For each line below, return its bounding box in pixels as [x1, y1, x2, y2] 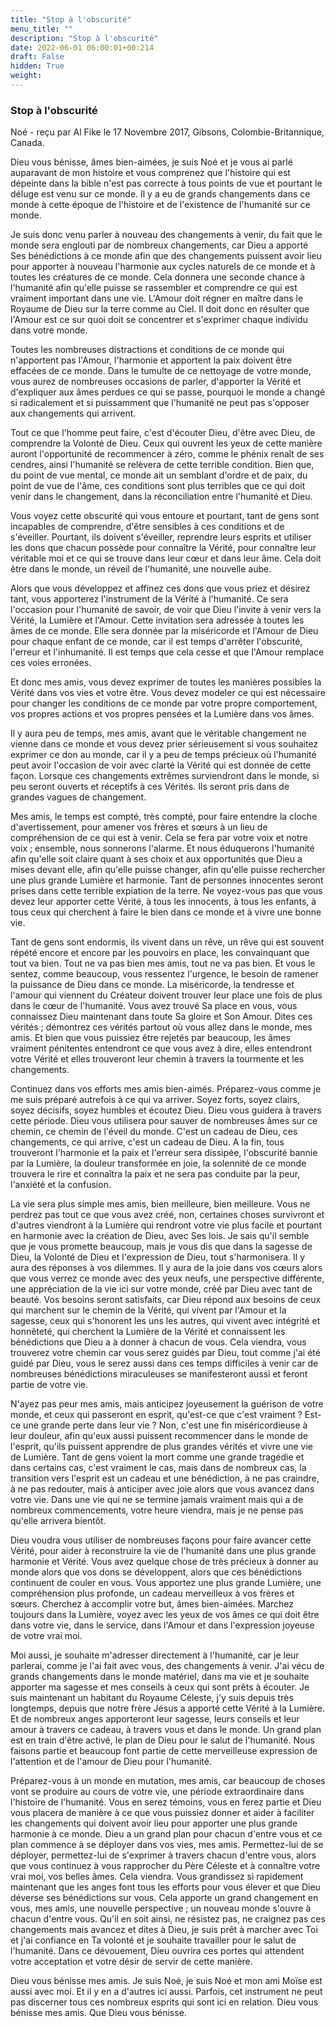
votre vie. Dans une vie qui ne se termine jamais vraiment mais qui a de [10, 1494, 304, 1506]
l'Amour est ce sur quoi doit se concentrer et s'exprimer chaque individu [10, 314, 308, 326]
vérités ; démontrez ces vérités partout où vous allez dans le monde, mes [10, 1021, 313, 1033]
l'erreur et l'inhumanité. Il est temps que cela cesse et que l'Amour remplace [10, 646, 325, 658]
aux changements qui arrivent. [10, 407, 137, 420]
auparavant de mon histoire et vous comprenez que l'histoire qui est [10, 167, 291, 179]
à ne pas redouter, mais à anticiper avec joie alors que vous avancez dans [10, 1483, 315, 1495]
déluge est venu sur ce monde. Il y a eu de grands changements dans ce [10, 188, 311, 200]
